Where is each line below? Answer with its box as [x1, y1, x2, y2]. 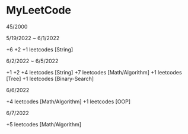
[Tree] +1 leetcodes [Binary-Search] [6, 75, 94, 82]
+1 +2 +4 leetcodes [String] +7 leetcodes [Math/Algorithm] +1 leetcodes [6, 68, 182, 76]
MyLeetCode [6, 4, 71, 17]
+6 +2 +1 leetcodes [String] [6, 45, 74, 53]
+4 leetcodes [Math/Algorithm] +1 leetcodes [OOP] [6, 98, 131, 105]
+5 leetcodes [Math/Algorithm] [6, 120, 82, 128]
